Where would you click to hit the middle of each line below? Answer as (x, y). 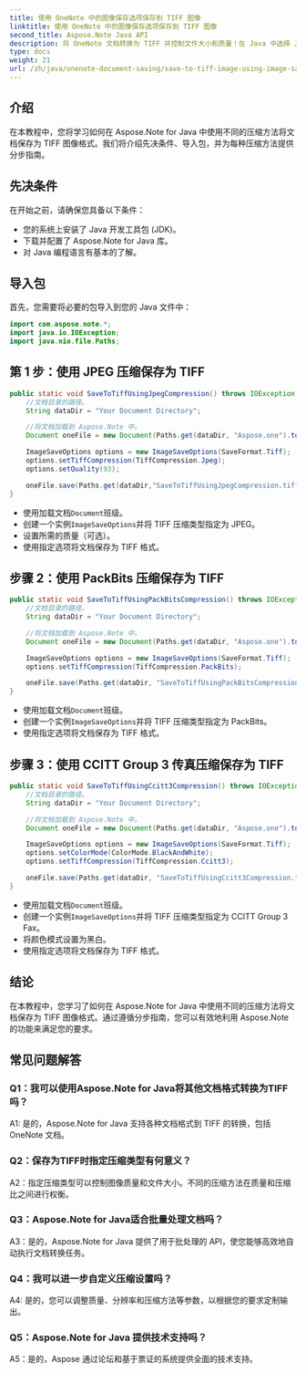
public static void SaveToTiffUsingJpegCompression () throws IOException (153, 393)
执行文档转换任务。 (53, 1253)
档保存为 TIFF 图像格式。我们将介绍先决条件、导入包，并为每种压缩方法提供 (152, 143)
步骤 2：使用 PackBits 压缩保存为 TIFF (117, 578)
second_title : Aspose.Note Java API (79, 35)
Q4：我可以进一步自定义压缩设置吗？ (91, 1278)
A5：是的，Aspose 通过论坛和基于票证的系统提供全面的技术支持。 (133, 1359)
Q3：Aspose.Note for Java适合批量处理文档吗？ (117, 1220)
